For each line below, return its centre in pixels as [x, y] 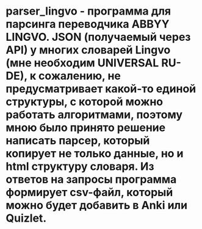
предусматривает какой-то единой [101, 89]
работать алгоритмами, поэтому [94, 115]
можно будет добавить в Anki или [96, 206]
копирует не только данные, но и [95, 154]
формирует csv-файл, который [89, 192]
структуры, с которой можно [84, 102]
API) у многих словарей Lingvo [88, 50]
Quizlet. [26, 218]
